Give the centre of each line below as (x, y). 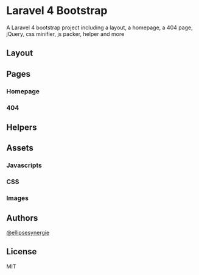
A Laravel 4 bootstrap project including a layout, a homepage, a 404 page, (100, 27)
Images (18, 198)
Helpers (22, 127)
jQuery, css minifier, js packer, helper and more (65, 34)
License (22, 252)
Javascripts (24, 165)
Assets (20, 148)
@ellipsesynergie (28, 232)
